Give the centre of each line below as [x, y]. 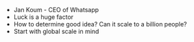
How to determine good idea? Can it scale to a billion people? [100, 24]
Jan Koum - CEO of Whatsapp [56, 10]
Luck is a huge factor [44, 17]
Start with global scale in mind [56, 31]
